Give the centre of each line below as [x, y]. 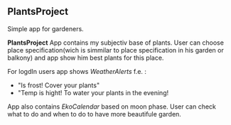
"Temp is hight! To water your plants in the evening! [93, 92]
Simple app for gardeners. [45, 28]
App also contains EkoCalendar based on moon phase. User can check [112, 107]
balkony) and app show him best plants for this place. [86, 58]
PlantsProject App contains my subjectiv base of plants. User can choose [116, 43]
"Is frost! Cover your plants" [59, 85]
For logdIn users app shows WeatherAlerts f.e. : [77, 71]
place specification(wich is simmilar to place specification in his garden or [116, 50]
